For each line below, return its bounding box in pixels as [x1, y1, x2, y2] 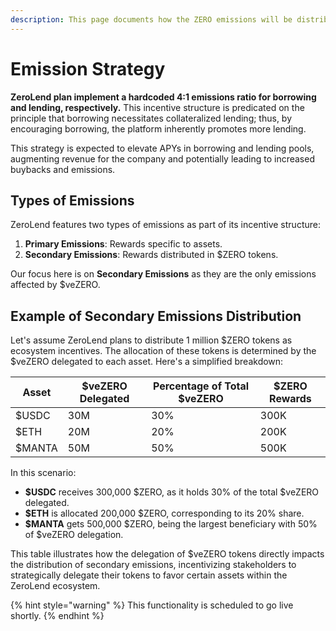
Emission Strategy [10, 57, 166, 80]
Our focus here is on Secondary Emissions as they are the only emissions [10, 268, 317, 280]
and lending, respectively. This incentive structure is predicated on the [10, 101, 305, 113]
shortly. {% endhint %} [10, 610, 105, 622]
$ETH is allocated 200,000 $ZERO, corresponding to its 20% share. [24, 507, 305, 520]
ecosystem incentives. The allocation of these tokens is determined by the [10, 345, 317, 357]
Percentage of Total [152, 379, 250, 393]
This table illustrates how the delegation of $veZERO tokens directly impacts [10, 548, 325, 560]
